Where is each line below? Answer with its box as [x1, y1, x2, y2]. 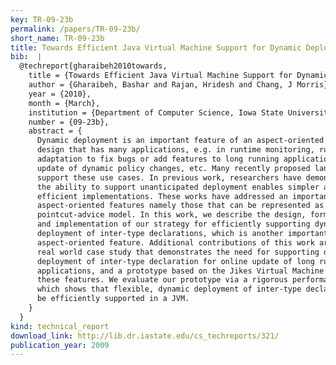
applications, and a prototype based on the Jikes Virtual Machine [36, 266, 325, 276]
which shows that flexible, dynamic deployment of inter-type [36, 284, 302, 295]
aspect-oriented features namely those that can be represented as [36, 201, 325, 211]
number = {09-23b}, [28, 117, 110, 127]
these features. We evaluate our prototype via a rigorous [36, 275, 288, 285]
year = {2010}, [28, 89, 92, 99]
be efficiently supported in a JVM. [36, 294, 190, 304]
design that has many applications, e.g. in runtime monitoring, [36, 145, 315, 155]
